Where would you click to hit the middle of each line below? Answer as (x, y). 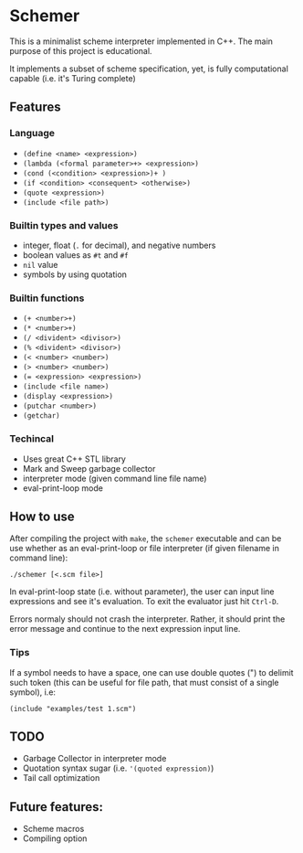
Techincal (32, 439)
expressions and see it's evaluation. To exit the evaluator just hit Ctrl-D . (144, 602)
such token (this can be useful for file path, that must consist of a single (145, 682)
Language (32, 133)
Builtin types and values (64, 225)
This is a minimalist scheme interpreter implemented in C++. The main (141, 41)
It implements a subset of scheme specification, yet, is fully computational (149, 69)
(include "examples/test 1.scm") (73, 709)
